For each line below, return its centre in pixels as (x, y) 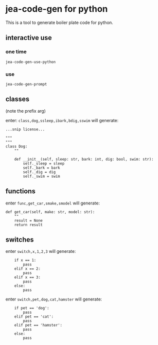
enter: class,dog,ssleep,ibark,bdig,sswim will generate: (62, 120)
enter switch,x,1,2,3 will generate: (41, 251)
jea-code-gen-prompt (26, 84)
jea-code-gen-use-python (31, 62)
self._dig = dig (39, 172)
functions (20, 191)
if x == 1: (25, 260)
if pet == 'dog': (32, 308)
